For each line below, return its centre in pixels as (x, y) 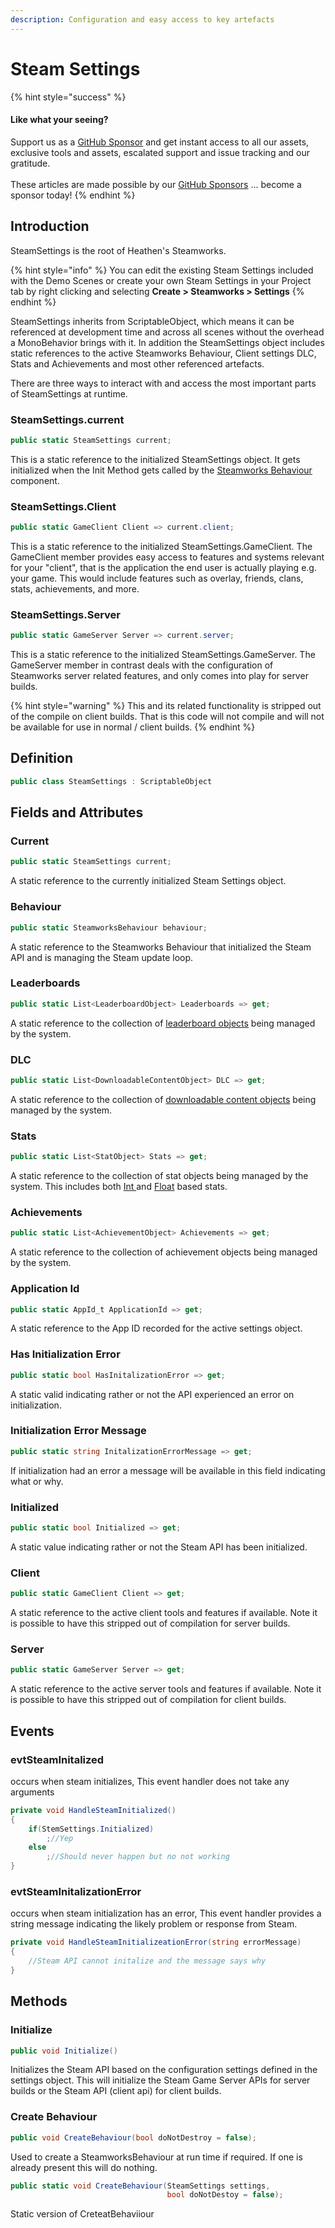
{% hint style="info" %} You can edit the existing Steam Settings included (162, 270)
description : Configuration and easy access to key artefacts (142, 19)
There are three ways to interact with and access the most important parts (163, 383)
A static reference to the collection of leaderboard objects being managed (163, 1023)
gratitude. (30, 163)
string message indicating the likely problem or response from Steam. (154, 1924)
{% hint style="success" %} (68, 97)
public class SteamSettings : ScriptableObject (111, 781)
